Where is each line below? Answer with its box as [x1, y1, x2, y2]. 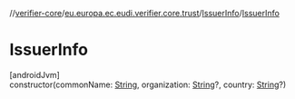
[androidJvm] [9, 69, 61, 80]
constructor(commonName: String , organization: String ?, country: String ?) [9, 79, 287, 90]
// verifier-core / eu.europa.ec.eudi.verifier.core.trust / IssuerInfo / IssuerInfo [9, 8, 280, 18]
